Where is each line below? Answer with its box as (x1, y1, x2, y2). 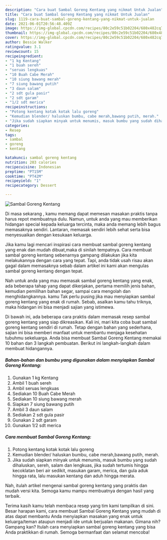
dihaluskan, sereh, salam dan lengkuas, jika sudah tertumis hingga (12, 462, 149, 468)
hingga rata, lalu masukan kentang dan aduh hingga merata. (12, 473, 136, 479)
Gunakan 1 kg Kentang (12, 375, 59, 381)
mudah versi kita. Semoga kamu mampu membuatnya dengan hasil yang (5, 488, 154, 494)
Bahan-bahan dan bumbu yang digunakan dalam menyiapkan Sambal (5, 357, 155, 363)
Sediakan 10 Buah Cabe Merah (12, 391, 76, 397)
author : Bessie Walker (5, 40, 52, 45)
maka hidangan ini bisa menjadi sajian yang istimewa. (5, 304, 115, 310)
